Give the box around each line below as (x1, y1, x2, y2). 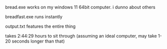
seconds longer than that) (11, 38, 65, 44)
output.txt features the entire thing (5, 23, 76, 29)
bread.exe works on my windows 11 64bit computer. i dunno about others (5, 4, 156, 10)
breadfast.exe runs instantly (5, 14, 63, 19)
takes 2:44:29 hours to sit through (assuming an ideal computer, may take (5, 33, 157, 39)
